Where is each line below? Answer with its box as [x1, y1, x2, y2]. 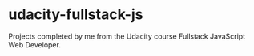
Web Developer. [8, 39, 62, 49]
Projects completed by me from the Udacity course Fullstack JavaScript [8, 32, 246, 41]
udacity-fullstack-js [8, 6, 143, 24]
